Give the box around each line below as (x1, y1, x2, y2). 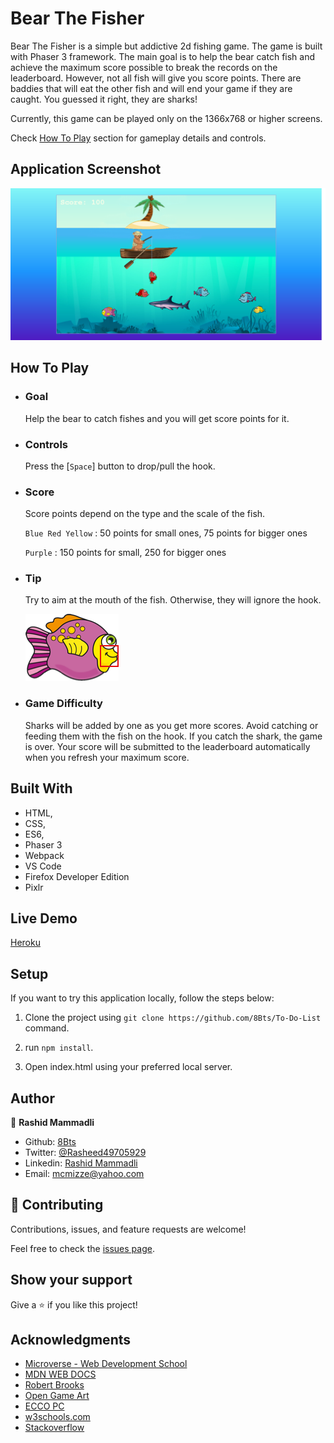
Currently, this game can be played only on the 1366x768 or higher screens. (10, 112, 323, 124)
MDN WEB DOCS (24, 1368, 97, 1381)
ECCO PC (24, 1400, 65, 1412)
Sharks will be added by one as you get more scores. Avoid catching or (24, 719, 319, 731)
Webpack (24, 849, 65, 861)
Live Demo (10, 910, 78, 927)
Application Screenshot (10, 161, 162, 178)
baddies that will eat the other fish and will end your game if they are (10, 82, 293, 94)
